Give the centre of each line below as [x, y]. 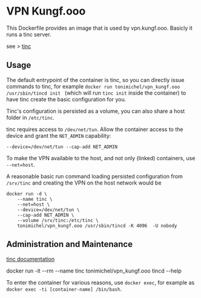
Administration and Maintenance [70, 244]
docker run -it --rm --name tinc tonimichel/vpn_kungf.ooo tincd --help [94, 271]
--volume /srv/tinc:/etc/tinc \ [58, 220]
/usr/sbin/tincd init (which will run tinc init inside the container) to [96, 93]
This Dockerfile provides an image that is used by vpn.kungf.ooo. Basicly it [99, 28]
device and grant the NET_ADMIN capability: [59, 135]
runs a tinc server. [29, 34]
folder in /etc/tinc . [30, 117]
